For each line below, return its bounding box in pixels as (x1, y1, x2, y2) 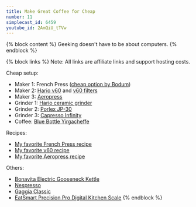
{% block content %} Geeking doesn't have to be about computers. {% (6, 41, 177, 48)
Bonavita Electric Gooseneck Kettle (14, 176, 99, 183)
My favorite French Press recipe (14, 141, 92, 148)
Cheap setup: (6, 69, 39, 76)
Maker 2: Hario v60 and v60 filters (14, 87, 98, 94)
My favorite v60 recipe (14, 147, 70, 154)
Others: (6, 164, 25, 171)
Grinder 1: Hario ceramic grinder (14, 100, 92, 107)
